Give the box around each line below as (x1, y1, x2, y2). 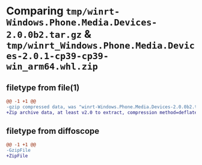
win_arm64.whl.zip (6, 61, 98, 72)
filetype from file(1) (6, 82, 80, 93)
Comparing (6, 4, 64, 18)
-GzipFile (6, 148, 31, 154)
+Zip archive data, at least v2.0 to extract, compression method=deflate (6, 109, 198, 115)
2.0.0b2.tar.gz (6, 29, 82, 41)
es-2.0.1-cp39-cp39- (6, 51, 109, 62)
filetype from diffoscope (6, 126, 100, 136)
